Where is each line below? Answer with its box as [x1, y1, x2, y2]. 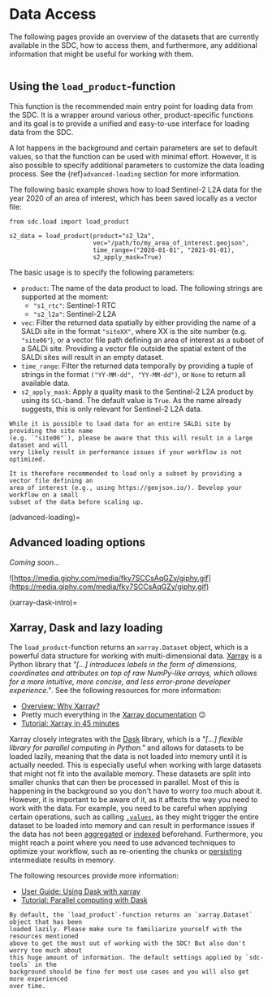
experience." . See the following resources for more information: [9, 686, 222, 696]
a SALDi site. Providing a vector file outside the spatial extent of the [20, 343, 247, 353]
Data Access [9, 5, 97, 24]
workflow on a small [9, 491, 80, 499]
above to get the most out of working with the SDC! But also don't [9, 939, 246, 947]
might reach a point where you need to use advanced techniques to [9, 838, 236, 847]
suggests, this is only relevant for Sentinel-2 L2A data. [20, 404, 203, 414]
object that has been [9, 918, 83, 926]
